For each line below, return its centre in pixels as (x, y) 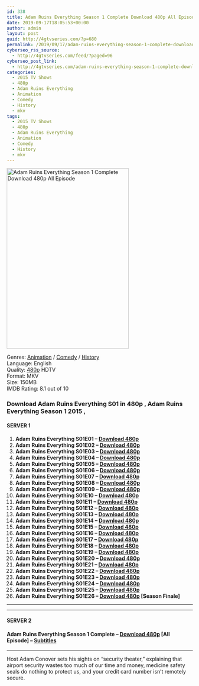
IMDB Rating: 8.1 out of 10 (38, 389)
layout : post (23, 34)
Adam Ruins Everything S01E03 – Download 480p (78, 451)
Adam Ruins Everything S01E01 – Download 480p (77, 439)
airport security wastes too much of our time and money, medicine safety (96, 665)
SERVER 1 (19, 425)
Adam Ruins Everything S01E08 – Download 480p (78, 482)
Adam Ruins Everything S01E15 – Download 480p (77, 527)
